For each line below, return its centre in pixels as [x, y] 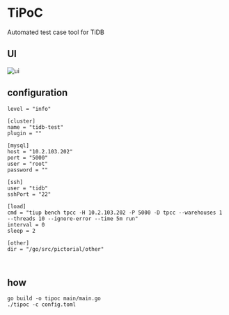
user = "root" [28, 164]
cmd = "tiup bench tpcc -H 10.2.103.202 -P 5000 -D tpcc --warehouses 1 [115, 213]
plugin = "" [24, 133]
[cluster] [22, 121]
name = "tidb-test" [35, 127]
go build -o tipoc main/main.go [54, 299]
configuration [38, 93]
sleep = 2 [22, 231]
